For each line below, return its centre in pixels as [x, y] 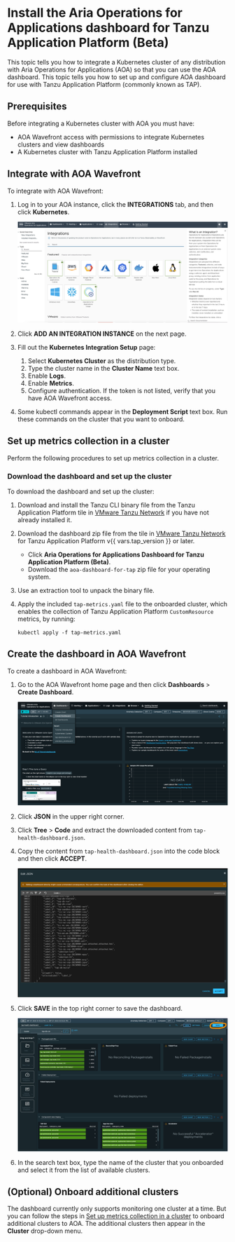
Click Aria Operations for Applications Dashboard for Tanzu [116, 554]
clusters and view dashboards [61, 144]
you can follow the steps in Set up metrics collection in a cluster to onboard [116, 1216]
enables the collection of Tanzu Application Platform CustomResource [115, 611]
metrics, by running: [46, 619]
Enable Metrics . [51, 383]
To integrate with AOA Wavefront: [55, 191]
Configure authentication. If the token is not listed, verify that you [121, 390]
